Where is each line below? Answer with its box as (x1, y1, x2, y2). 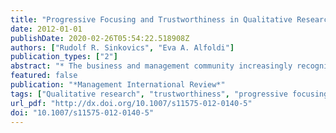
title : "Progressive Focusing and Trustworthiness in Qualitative (10, 14, 293, 25)
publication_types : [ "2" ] (10, 52, 118, 62)
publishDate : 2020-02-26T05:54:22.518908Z (10, 33, 190, 43)
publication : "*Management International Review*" (10, 80, 226, 90)
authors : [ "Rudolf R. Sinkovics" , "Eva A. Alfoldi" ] (10, 42, 235, 53)
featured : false (10, 71, 78, 81)
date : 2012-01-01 (10, 24, 83, 34)
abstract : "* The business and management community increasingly (10, 61, 293, 71)
